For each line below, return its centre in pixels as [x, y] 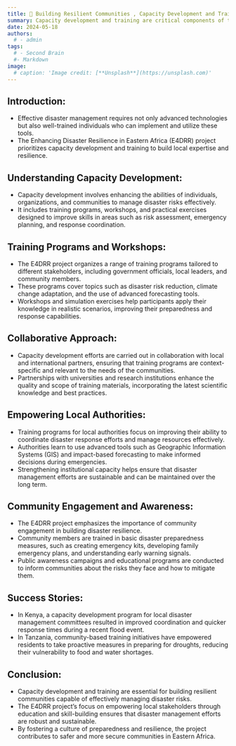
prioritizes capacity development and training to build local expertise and [123, 148]
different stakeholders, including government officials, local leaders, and [122, 271]
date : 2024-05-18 [33, 27]
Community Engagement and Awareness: [100, 506]
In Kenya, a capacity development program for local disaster [105, 615]
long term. [32, 484]
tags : [15, 46]
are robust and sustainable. [57, 721]
